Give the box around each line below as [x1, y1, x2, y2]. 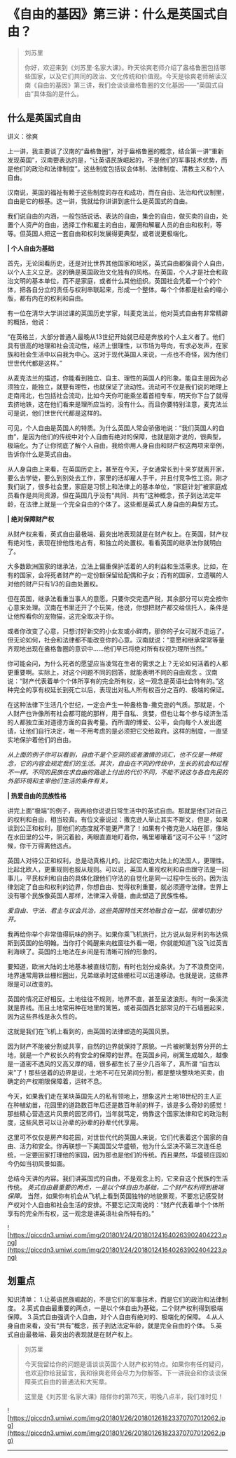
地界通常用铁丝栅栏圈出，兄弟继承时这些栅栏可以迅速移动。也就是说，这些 [7, 971, 222, 979]
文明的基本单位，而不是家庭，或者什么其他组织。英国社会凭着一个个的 [13, 276, 216, 284]
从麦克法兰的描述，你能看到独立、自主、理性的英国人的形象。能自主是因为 [7, 373, 222, 382]
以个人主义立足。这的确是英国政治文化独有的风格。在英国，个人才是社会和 [7, 268, 222, 276]
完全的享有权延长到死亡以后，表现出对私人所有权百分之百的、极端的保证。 [13, 685, 228, 694]
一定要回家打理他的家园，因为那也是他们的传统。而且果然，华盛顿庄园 [19, 1150, 222, 1159]
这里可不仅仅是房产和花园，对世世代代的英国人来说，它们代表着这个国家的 [7, 1133, 222, 1141]
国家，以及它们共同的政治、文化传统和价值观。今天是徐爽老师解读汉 [30, 71, 228, 81]
